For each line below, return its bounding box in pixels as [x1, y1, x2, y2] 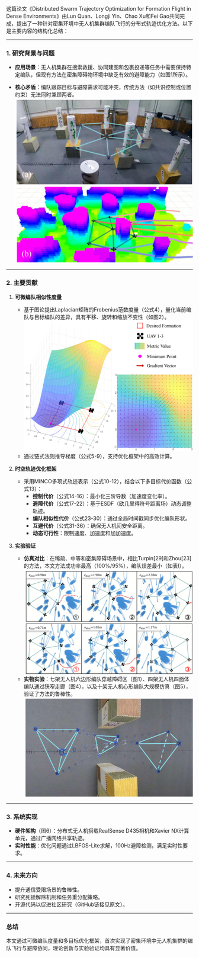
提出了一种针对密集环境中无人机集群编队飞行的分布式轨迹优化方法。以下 [16, 20, 193, 27]
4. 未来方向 [6, 871, 38, 879]
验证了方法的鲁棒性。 [23, 690, 76, 697]
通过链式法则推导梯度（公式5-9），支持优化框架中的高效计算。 [23, 452, 176, 460]
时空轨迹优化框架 [14, 465, 57, 473]
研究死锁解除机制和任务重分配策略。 [14, 893, 104, 900]
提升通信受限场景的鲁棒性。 [14, 886, 83, 893]
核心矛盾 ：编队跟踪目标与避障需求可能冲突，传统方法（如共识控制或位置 [14, 84, 191, 91]
